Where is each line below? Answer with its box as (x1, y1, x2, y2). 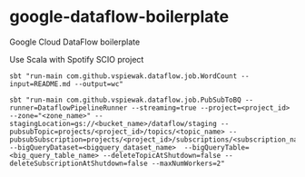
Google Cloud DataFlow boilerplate (9, 36, 141, 47)
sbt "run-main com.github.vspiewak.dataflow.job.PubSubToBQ (9, 95, 242, 104)
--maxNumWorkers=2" (151, 159, 225, 168)
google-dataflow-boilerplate (9, 6, 230, 27)
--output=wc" (74, 79, 124, 88)
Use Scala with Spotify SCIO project (9, 54, 144, 64)
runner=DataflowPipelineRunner (9, 103, 128, 113)
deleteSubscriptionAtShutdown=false (9, 159, 148, 168)
